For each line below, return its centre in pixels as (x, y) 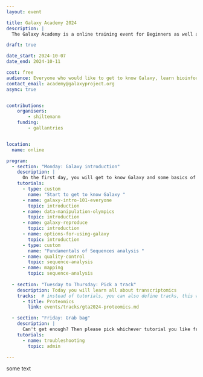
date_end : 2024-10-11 (34, 62)
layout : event (24, 12)
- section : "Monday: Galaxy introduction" (66, 166)
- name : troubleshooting (53, 340)
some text (19, 369)
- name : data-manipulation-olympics (68, 211)
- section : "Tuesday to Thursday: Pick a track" (74, 284)
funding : (28, 123)
